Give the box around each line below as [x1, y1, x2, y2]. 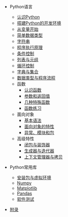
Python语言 [9, 4, 33, 9]
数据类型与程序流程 [17, 75, 56, 81]
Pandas [17, 191, 33, 196]
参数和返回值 [24, 93, 50, 99]
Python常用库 [9, 164, 37, 170]
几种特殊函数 [24, 99, 50, 105]
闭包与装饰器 [24, 142, 50, 147]
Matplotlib [17, 185, 37, 191]
